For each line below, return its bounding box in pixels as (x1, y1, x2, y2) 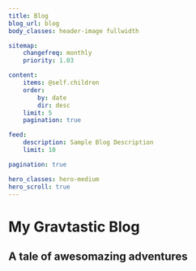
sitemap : (8, 41, 38, 49)
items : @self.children (23, 78, 100, 87)
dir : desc (37, 101, 70, 109)
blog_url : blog (8, 19, 60, 28)
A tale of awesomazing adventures (8, 249, 188, 263)
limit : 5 (23, 108, 53, 117)
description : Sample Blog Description (23, 138, 154, 146)
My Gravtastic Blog (8, 218, 140, 235)
